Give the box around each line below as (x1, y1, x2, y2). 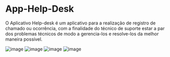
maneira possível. (5, 36, 42, 42)
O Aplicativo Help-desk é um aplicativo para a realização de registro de (5, 20, 156, 26)
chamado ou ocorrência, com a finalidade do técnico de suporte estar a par (5, 25, 165, 31)
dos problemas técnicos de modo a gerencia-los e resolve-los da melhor (5, 31, 159, 37)
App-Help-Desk (5, 3, 74, 15)
